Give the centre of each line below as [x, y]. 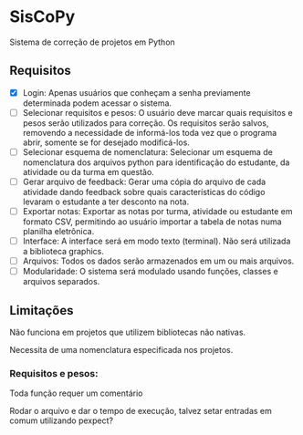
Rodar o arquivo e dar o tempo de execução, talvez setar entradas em [141, 411]
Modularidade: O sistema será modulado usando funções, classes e [150, 272]
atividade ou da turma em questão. [89, 171]
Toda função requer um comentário [76, 393]
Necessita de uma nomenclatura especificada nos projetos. [121, 350]
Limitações [42, 311]
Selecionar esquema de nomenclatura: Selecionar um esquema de [148, 151]
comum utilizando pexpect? [62, 420]
